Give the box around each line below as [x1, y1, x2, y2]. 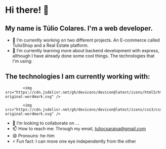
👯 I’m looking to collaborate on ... [12, 120, 80, 126]
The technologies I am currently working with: [5, 73, 150, 81]
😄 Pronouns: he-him [12, 133, 55, 139]
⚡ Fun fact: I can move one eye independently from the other [12, 138, 136, 144]
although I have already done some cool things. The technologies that [12, 53, 155, 59]
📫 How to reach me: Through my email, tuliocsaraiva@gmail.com [12, 125, 146, 131]
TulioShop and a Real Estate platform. [12, 42, 89, 48]
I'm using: [12, 58, 33, 64]
